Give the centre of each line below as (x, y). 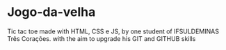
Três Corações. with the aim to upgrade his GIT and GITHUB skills (102, 38)
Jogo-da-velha (51, 12)
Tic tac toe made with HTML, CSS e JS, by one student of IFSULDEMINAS (113, 31)
